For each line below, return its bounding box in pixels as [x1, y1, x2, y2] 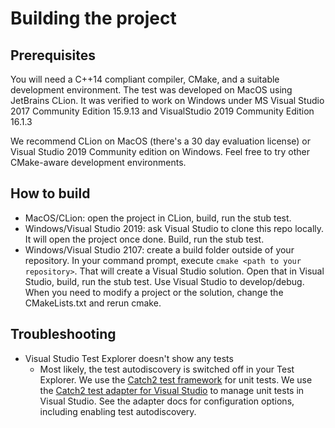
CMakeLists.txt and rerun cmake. [24, 297, 162, 309]
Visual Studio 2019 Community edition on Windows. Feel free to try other [10, 146, 310, 157]
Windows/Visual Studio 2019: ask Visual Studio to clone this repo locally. [24, 222, 325, 234]
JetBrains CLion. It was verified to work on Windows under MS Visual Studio [10, 95, 325, 106]
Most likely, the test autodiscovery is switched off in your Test [39, 363, 295, 375]
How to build [10, 185, 91, 202]
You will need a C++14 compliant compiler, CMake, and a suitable [10, 73, 280, 85]
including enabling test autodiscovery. [39, 405, 197, 417]
